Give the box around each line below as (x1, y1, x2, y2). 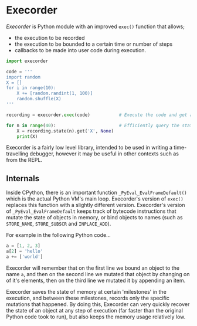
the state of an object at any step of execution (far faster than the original (6, 307, 184, 314)
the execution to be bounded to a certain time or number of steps (14, 40, 173, 47)
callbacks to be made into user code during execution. (14, 46, 147, 53)
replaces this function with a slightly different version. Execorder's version (6, 202, 186, 209)
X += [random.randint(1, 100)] (16, 90, 93, 97)
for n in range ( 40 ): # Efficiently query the (6, 123, 180, 128)
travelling (6, 150, 29, 157)
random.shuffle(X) (16, 96, 62, 102)
